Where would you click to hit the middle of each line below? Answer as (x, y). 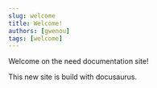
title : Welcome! (35, 23)
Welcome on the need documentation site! (78, 61)
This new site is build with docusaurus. (73, 77)
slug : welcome (32, 16)
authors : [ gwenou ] (39, 31)
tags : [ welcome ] (35, 38)
